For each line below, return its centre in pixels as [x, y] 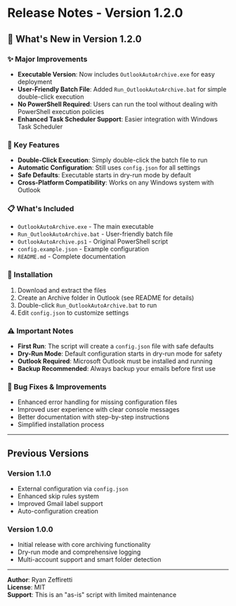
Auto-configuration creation [58, 511]
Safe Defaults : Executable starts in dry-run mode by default [104, 175]
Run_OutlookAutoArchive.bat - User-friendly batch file [95, 234]
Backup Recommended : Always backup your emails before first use [117, 369]
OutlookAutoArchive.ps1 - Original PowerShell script [93, 241]
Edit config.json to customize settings [73, 313]
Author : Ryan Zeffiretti [40, 580]
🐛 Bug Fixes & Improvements [57, 386]
